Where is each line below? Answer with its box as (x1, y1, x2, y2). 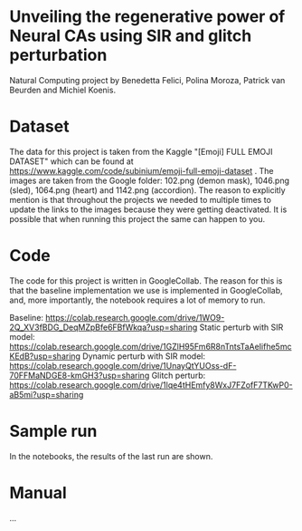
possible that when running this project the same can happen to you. (9, 213, 265, 224)
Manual (9, 482, 68, 503)
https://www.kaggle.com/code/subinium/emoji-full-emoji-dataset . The (9, 165, 274, 176)
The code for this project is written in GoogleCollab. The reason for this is (9, 275, 283, 286)
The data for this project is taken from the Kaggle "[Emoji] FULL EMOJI (9, 146, 273, 157)
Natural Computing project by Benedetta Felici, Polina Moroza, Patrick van (9, 74, 286, 85)
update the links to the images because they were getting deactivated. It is (9, 204, 288, 215)
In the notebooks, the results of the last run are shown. (9, 450, 213, 461)
